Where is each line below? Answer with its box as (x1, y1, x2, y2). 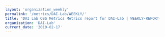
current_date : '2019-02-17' (5, 25, 63, 30)
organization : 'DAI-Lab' (5, 20, 56, 25)
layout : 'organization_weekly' (5, 7, 69, 12)
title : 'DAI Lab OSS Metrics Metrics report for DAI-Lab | (5, 16, 129, 21)
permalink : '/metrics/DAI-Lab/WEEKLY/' (5, 12, 87, 16)
